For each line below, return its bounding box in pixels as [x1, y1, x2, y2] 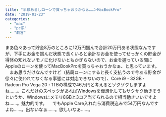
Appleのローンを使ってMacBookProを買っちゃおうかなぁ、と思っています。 [5, 63, 160, 69]
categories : [5, 16, 30, 21]
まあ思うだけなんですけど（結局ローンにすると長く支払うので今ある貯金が [9, 69, 161, 75]
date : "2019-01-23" [5, 12, 46, 17]
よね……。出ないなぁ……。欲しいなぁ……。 [5, 107, 93, 112]
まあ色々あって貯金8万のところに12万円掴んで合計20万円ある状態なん [5, 45, 148, 50]
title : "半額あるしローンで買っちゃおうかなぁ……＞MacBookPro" [5, 7, 122, 12]
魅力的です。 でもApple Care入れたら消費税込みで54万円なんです [21, 100, 159, 106]
